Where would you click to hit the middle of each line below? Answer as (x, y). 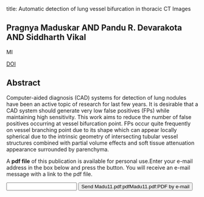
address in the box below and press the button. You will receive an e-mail (98, 167)
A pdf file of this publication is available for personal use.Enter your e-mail (100, 161)
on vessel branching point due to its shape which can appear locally (92, 130)
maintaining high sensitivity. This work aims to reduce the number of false (99, 117)
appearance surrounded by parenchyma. (58, 149)
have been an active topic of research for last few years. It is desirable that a (102, 104)
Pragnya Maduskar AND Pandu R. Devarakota (94, 28)
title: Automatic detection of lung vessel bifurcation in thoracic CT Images (99, 9)
